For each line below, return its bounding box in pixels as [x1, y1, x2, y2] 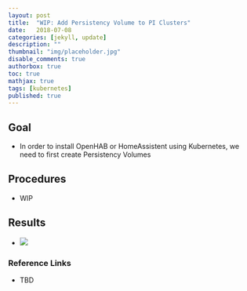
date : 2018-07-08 [8, 26, 72, 34]
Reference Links [8, 257, 72, 268]
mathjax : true [8, 77, 55, 85]
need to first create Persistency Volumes [19, 150, 151, 159]
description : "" [8, 41, 61, 49]
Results [8, 216, 46, 230]
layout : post [8, 11, 51, 20]
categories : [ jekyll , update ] [8, 33, 107, 42]
